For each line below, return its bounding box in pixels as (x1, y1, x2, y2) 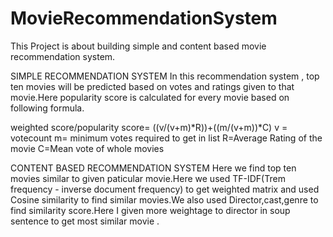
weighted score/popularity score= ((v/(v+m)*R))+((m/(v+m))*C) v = (10, 121, 288, 133)
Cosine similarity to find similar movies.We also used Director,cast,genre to (10, 193, 319, 206)
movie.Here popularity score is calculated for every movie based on (10, 91, 290, 103)
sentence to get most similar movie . (10, 215, 160, 227)
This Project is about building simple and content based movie (10, 40, 267, 52)
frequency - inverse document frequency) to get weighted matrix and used (10, 183, 320, 195)
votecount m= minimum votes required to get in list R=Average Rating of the (10, 132, 323, 144)
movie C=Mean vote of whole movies (10, 142, 165, 154)
